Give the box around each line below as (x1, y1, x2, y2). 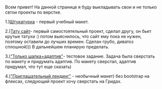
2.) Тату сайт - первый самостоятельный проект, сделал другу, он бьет (5, 28, 152, 34)
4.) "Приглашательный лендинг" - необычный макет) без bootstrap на (5, 73, 150, 79)
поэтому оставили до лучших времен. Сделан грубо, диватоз (5, 39, 134, 44)
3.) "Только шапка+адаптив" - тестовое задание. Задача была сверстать (5, 53, 155, 59)
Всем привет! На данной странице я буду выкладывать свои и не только (5, 4, 157, 10)
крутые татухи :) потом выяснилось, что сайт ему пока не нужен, (5, 34, 142, 39)
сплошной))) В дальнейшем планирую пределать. (5, 44, 110, 49)
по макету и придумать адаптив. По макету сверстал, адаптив (5, 59, 137, 64)
